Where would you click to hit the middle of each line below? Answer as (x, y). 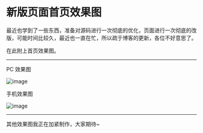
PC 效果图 (19, 69)
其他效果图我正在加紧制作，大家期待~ (53, 124)
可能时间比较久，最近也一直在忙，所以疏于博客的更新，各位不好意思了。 (107, 37)
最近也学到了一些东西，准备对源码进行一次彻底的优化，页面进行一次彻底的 (99, 30)
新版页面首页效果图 (54, 12)
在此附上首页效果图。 (33, 50)
